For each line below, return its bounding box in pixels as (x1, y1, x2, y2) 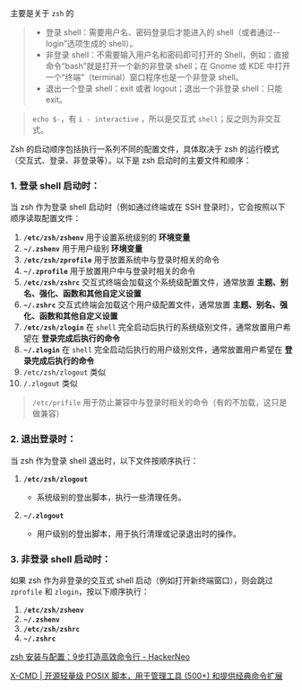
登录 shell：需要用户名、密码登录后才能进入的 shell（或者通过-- (45, 27, 280, 38)
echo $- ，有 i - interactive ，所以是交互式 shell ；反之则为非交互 (31, 113, 281, 124)
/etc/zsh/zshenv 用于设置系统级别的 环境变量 (22, 232, 191, 243)
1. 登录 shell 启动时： (10, 179, 100, 191)
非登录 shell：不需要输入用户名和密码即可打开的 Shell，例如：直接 (45, 49, 290, 60)
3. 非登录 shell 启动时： (10, 553, 111, 565)
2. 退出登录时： (10, 433, 77, 446)
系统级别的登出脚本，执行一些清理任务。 (36, 491, 186, 502)
